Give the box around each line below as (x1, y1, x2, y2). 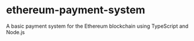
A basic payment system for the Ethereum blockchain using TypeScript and (6, 23, 189, 29)
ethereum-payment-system (6, 3, 146, 17)
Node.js (6, 28, 25, 35)
